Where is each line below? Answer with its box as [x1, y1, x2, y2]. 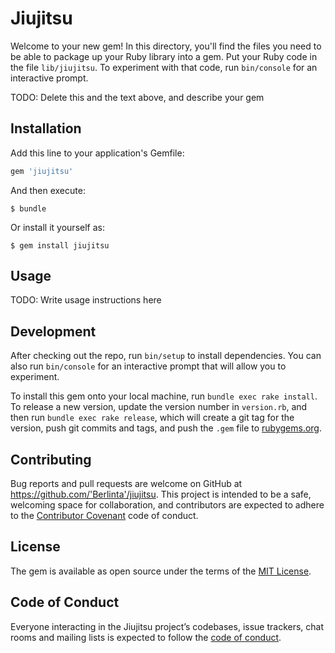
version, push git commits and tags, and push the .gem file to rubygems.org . [10, 422, 323, 434]
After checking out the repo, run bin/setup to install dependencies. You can [10, 350, 322, 362]
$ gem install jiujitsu [10, 240, 110, 251]
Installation [10, 120, 82, 137]
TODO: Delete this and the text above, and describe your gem [10, 91, 265, 103]
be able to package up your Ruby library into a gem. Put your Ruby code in [10, 50, 318, 62]
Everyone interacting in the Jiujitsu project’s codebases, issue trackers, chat [10, 620, 325, 632]
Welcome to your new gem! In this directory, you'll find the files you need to [10, 40, 322, 52]
